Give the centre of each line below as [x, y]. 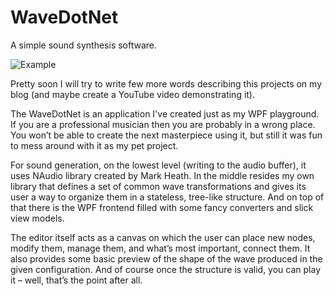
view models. [37, 218]
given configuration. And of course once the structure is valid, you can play [166, 269]
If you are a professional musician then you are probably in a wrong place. [163, 124]
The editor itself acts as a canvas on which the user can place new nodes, [163, 237]
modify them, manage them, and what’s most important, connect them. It [160, 248]
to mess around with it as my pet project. [94, 145]
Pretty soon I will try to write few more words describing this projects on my [166, 83]
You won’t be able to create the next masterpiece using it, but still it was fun [166, 135]
